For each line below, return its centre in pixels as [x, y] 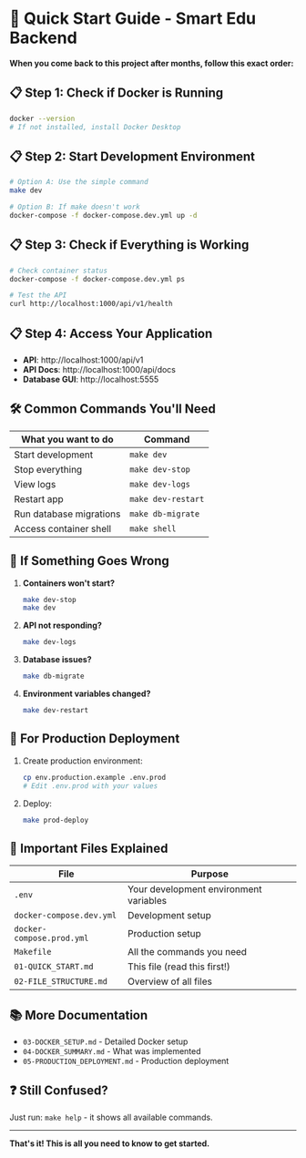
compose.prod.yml [51, 938]
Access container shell [63, 528]
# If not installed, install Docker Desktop [95, 127]
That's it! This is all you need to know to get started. [110, 1143]
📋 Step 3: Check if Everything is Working [129, 245]
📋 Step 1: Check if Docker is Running [117, 93]
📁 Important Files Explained [89, 848]
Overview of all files [169, 981]
